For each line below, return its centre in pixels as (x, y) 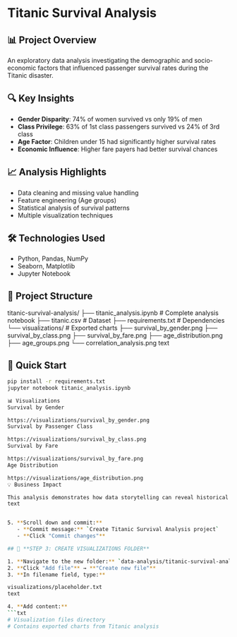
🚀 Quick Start (37, 365)
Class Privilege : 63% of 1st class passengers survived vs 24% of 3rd (119, 126)
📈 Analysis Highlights (57, 172)
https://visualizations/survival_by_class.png (77, 439)
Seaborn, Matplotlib (46, 266)
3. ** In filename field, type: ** (56, 575)
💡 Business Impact (35, 484)
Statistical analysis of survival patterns (74, 208)
